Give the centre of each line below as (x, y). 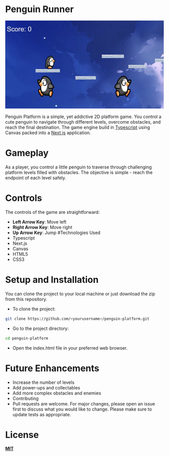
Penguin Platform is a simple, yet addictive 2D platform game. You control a (83, 117)
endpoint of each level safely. (36, 178)
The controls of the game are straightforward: (53, 212)
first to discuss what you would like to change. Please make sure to (82, 409)
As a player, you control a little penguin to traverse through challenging (78, 167)
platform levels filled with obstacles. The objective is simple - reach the (79, 172)
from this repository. (26, 299)
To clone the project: (34, 309)
